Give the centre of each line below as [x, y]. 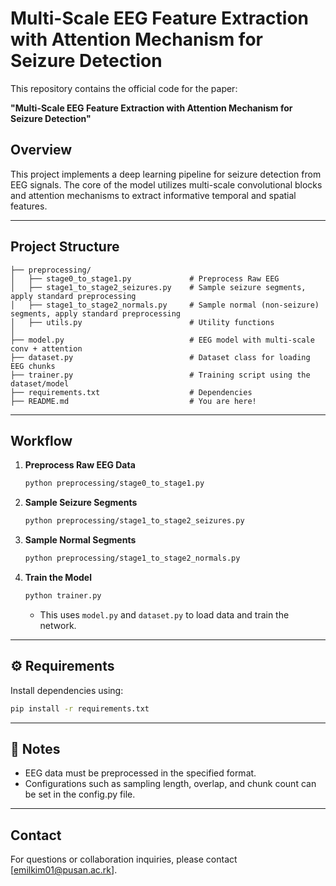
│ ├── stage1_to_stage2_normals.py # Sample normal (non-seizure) [165, 305]
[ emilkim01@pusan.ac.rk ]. [64, 870]
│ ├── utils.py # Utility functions [142, 322]
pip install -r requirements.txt [80, 708]
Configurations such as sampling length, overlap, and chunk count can [170, 784]
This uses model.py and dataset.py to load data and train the [164, 614]
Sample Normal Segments [80, 540]
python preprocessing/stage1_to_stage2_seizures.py [134, 521]
